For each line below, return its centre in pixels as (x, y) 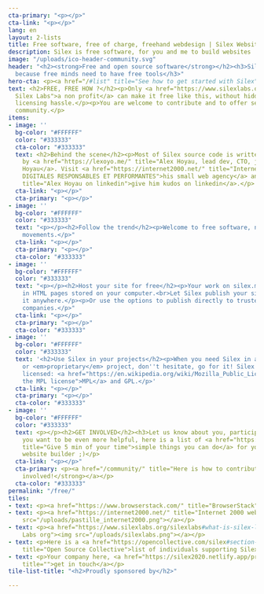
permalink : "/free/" (42, 491)
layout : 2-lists (35, 37)
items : (19, 118)
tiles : (19, 498)
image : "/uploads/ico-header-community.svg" (82, 60)
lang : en (22, 30)
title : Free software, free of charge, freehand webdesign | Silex (121, 45)
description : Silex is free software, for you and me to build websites (130, 52)
